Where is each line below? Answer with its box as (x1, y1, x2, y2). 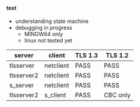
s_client (44, 91, 66, 99)
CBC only (103, 91, 131, 99)
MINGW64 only (24, 30, 63, 38)
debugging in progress (15, 24, 72, 31)
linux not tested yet (24, 37, 73, 44)
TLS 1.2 (105, 51, 129, 60)
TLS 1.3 (75, 51, 99, 60)
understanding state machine (15, 18, 89, 25)
